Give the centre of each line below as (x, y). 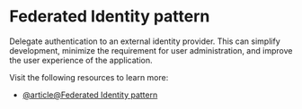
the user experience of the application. (81, 60)
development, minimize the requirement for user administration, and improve (151, 50)
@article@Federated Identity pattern (90, 95)
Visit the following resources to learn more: (89, 77)
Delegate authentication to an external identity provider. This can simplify (145, 41)
